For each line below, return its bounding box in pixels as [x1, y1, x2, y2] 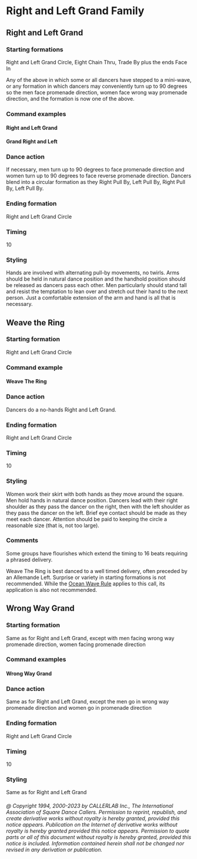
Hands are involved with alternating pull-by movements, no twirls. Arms [6, 269, 179, 277]
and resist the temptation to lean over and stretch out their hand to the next [6, 288, 188, 295]
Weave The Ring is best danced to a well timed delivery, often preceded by [6, 567, 188, 574]
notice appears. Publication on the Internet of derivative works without [6, 821, 178, 828]
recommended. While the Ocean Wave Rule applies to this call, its [6, 580, 165, 587]
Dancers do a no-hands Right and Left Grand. [6, 406, 116, 413]
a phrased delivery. [6, 556, 53, 563]
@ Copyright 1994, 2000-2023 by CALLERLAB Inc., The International [6, 802, 173, 809]
